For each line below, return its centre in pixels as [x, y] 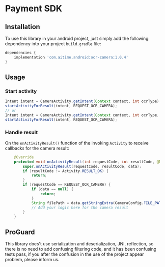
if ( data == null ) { [52, 189]
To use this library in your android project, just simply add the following [77, 38]
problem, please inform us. [32, 260]
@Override [24, 157]
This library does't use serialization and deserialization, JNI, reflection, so [79, 244]
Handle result [22, 132]
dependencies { [21, 53]
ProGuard [20, 232]
